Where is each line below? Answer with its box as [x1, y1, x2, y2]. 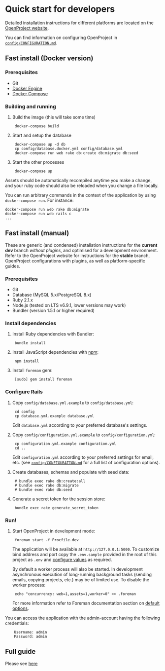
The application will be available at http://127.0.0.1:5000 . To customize [12, 546, 160, 552]
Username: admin [14, 630, 48, 634]
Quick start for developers [5, 3, 115, 15]
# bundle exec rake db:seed [14, 487, 72, 492]
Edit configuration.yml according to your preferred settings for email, [12, 454, 154, 460]
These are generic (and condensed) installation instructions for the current [5, 242, 158, 248]
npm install [14, 359, 39, 364]
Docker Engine [12, 85, 43, 91]
